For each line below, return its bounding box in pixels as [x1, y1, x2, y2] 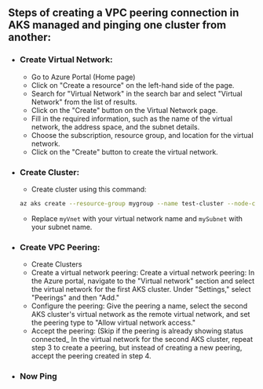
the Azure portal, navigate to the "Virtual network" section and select [31, 276, 255, 285]
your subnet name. [31, 222, 93, 231]
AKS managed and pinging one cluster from [8, 19, 226, 32]
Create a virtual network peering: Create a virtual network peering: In [31, 268, 255, 278]
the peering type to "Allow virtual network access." [31, 318, 196, 328]
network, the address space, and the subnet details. [31, 122, 200, 132]
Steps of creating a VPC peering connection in [8, 6, 239, 20]
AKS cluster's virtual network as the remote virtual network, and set [31, 310, 250, 319]
